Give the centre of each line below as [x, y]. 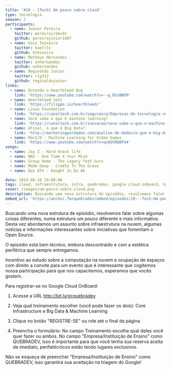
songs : [12, 147]
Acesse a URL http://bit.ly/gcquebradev [54, 296]
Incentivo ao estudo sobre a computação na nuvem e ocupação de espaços [85, 260]
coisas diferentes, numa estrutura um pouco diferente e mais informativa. [82, 219]
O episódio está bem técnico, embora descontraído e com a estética [77, 244]
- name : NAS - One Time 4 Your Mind [49, 157]
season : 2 [16, 19]
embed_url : [17, 199]
